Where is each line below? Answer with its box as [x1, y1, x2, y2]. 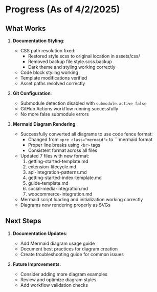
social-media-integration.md [28, 186, 88, 191]
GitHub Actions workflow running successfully [20, 106, 119, 111]
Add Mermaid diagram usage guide [20, 240, 95, 246]
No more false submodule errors [20, 111, 89, 117]
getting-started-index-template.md [28, 174, 102, 181]
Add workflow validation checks [20, 282, 88, 288]
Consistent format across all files [28, 147, 98, 153]
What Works [5, 24, 46, 33]
